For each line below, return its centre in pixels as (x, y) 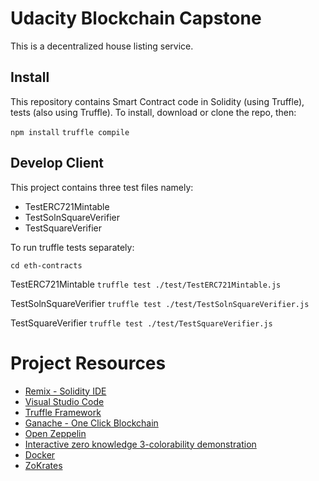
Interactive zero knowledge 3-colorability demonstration (140, 444)
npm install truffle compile (70, 132)
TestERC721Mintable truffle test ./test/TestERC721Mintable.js (146, 284)
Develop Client (57, 163)
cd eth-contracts (46, 265)
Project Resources (88, 363)
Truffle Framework (63, 412)
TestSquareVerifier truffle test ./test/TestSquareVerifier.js (141, 323)
